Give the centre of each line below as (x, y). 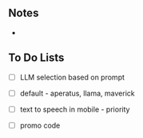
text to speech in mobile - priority (75, 109)
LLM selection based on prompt (72, 77)
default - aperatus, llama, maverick (77, 93)
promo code (40, 125)
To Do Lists (36, 58)
